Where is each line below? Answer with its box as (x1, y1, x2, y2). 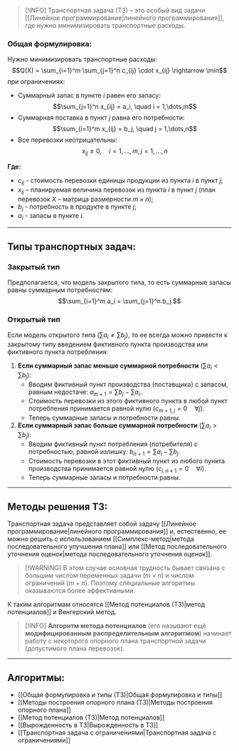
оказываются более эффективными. (24, 586, 135, 595)
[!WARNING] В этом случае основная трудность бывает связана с (24, 564, 225, 572)
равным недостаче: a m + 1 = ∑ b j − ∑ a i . (28, 388, 142, 398)
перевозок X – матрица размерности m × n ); (17, 195, 154, 203)
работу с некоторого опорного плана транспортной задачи (24, 637, 206, 646)
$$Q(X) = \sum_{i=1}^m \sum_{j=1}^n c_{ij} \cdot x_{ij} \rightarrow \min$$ (11, 66, 228, 75)
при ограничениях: (7, 78, 65, 86)
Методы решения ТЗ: (7, 500, 108, 512)
